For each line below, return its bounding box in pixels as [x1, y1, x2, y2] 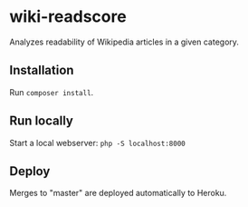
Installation [9, 63, 74, 78]
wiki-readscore [9, 6, 127, 27]
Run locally [9, 113, 74, 129]
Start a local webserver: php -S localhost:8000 [9, 137, 186, 148]
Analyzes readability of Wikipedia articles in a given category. [9, 36, 240, 47]
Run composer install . [9, 86, 94, 97]
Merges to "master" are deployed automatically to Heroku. [9, 188, 227, 199]
